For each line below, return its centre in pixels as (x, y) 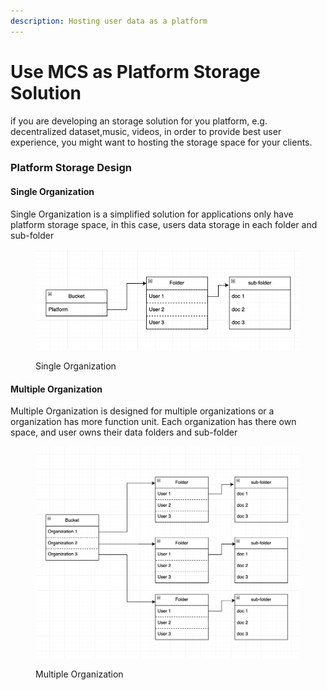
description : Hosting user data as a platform (109, 21)
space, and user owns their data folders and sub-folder (124, 432)
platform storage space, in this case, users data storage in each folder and (164, 224)
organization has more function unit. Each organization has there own (153, 422)
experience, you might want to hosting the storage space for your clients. (161, 142)
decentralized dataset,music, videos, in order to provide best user (146, 131)
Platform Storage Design (71, 168)
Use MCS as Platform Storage (135, 71)
